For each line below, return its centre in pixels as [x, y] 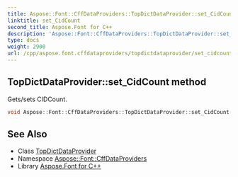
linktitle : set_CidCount [44, 21]
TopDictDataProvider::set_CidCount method [107, 82]
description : [27, 34]
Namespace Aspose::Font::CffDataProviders [82, 159]
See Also [27, 134]
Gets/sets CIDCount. [37, 99]
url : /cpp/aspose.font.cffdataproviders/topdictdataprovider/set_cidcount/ [121, 54]
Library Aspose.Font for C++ [59, 166]
